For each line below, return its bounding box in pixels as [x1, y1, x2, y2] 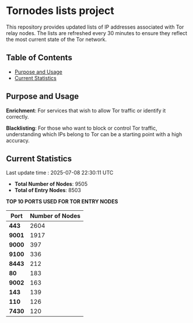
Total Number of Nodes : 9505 [14, 180, 88, 187]
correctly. [6, 113, 29, 120]
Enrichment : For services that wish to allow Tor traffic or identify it [6, 107, 166, 114]
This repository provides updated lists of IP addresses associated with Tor [6, 23, 184, 30]
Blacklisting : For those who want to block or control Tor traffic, [6, 124, 157, 131]
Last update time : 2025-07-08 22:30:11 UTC [6, 169, 114, 176]
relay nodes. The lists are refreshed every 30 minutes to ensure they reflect [6, 29, 188, 36]
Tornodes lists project [6, 4, 115, 18]
